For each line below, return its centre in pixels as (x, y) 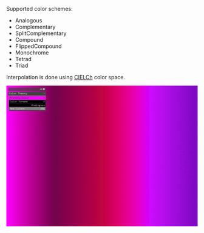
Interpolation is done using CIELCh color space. (66, 77)
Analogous (29, 20)
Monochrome (32, 53)
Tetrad (23, 59)
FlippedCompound (38, 46)
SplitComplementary (41, 33)
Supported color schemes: (39, 9)
